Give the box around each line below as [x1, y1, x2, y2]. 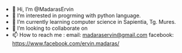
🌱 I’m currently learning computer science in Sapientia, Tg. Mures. [11, 18, 177, 25]
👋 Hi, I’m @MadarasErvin [11, 6, 74, 13]
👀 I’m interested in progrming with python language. [11, 12, 141, 19]
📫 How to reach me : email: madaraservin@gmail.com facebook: [11, 32, 174, 38]
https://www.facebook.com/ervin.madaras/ [11, 40, 119, 47]
